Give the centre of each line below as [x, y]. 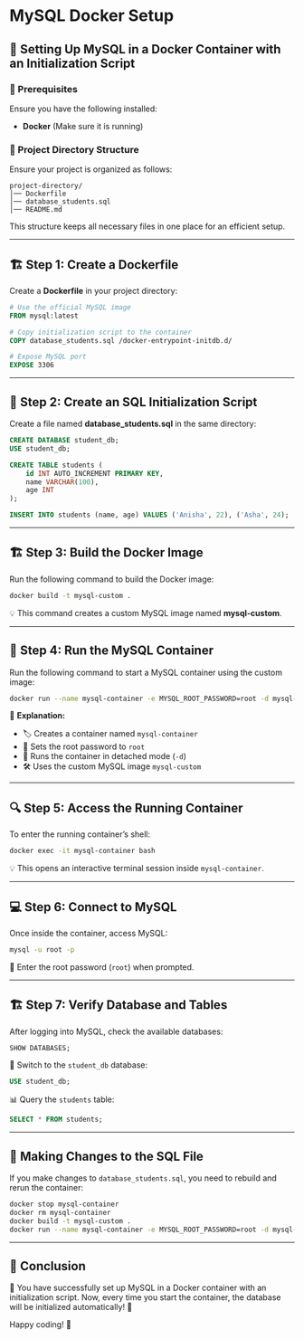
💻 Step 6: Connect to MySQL [93, 907]
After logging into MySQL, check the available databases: [116, 1031]
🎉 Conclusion [47, 1266]
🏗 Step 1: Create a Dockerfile [94, 265]
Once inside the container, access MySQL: [89, 933]
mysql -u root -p [42, 950]
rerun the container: [47, 1188]
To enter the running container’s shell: [80, 834]
